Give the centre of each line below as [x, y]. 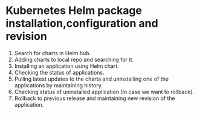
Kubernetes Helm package [74, 11]
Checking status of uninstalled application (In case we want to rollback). [104, 92]
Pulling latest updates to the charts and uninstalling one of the [92, 79]
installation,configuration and [82, 23]
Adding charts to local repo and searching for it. [74, 59]
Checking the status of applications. [59, 72]
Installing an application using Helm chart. [66, 66]
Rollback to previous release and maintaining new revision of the [95, 98]
